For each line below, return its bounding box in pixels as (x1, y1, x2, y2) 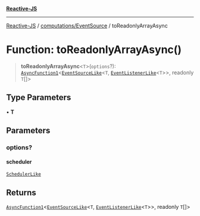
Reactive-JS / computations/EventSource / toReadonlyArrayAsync (6, 22, 168, 29)
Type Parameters (6, 92, 71, 103)
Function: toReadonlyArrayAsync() (6, 43, 182, 57)
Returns (6, 187, 37, 198)
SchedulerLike (6, 171, 42, 177)
